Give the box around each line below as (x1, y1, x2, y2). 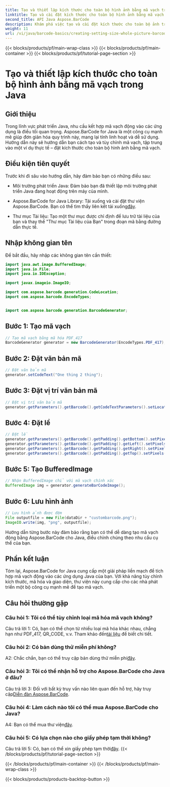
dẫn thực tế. (12, 224, 38, 230)
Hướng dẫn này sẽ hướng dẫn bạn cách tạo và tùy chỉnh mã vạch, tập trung (5, 139, 163, 145)
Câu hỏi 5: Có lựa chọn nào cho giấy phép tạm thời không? (5, 734, 151, 741)
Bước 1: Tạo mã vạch (5, 322, 71, 331)
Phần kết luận (5, 555, 49, 563)
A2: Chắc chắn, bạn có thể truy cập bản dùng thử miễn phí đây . (5, 655, 137, 661)
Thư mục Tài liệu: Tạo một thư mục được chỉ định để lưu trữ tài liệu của (12, 213, 160, 219)
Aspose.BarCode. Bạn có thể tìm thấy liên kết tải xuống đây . (12, 203, 137, 209)
